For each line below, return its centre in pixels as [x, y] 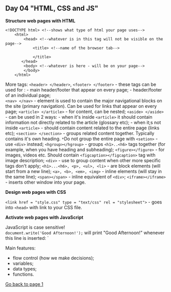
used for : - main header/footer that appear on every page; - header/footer [84, 89]
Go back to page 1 [24, 284]
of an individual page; [28, 95]
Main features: [20, 248]
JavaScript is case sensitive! [35, 227]
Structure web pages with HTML [40, 20]
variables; [23, 263]
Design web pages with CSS [36, 192]
